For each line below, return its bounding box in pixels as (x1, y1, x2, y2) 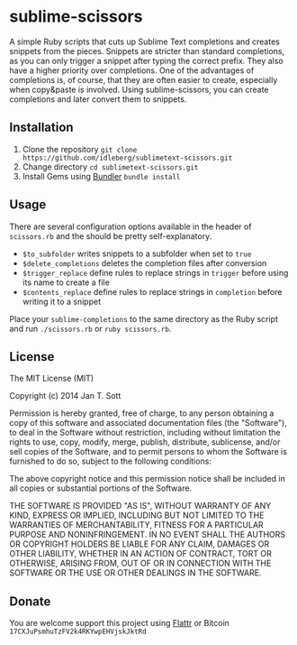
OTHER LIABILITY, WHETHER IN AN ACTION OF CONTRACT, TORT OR (9, 548, 272, 559)
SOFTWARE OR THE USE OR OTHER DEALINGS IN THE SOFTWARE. (9, 567, 262, 578)
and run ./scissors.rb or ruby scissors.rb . (9, 323, 172, 334)
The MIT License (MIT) (9, 373, 94, 384)
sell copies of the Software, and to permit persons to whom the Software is (9, 447, 288, 457)
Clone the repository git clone (22, 143, 138, 154)
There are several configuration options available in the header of (9, 221, 252, 232)
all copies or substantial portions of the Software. (9, 483, 192, 493)
